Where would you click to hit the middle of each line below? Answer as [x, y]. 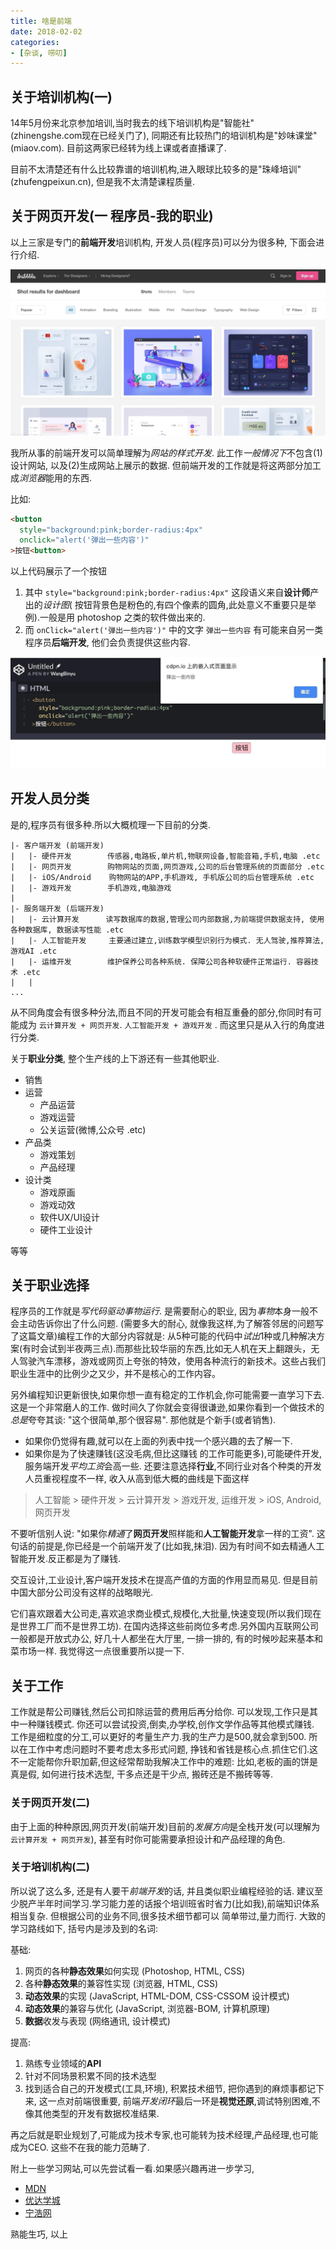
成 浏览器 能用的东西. [51, 477]
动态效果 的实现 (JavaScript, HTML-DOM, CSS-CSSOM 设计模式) [157, 1996]
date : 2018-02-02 [46, 31]
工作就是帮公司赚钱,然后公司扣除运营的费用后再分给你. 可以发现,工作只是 [160, 1712]
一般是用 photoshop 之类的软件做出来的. [122, 617]
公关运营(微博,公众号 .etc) [93, 1129]
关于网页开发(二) [50, 1803]
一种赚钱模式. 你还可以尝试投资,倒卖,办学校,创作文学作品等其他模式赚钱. [166, 1724]
